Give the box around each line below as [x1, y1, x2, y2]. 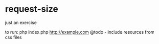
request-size [5, 3, 59, 15]
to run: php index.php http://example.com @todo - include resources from [5, 29, 155, 35]
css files [5, 34, 22, 40]
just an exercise [5, 20, 37, 25]
